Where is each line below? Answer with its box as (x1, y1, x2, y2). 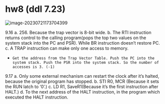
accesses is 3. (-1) (12, 64, 55, 69)
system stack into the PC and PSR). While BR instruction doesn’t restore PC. (5, 40, 160, 46)
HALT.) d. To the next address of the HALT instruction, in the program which (5, 89, 160, 95)
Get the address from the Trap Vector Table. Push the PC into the (12, 55, 155, 60)
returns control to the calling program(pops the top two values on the (5, 35, 146, 41)
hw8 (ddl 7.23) (5, 3, 66, 15)
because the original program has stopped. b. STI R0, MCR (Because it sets (5, 78, 160, 84)
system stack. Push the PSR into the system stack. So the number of (12, 60, 160, 65)
